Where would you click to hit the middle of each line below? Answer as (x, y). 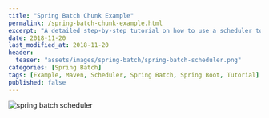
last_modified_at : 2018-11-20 (59, 45)
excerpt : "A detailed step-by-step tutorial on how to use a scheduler (130, 30)
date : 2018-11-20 (37, 38)
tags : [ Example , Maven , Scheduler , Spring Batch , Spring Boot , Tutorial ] (134, 75)
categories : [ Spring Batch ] (55, 68)
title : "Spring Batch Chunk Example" (71, 16)
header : (21, 53)
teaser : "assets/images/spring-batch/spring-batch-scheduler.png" (128, 61)
